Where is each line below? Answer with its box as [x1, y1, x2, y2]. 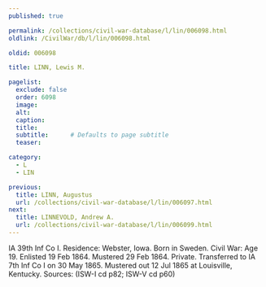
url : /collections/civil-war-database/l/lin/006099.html [15, 221, 213, 229]
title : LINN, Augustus [15, 190, 93, 199]
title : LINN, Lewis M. [8, 63, 85, 72]
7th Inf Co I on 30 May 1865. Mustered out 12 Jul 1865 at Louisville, [8, 260, 233, 270]
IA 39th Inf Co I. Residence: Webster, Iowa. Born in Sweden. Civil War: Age [8, 243, 259, 253]
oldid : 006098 [8, 49, 57, 57]
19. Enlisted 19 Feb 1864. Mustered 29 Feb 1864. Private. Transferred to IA [8, 251, 256, 261]
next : [8, 206, 27, 214]
